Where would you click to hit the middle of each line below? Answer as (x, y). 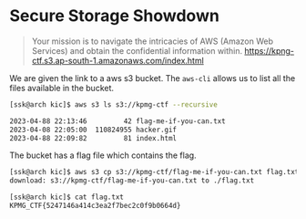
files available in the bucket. (62, 88)
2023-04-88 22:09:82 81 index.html (93, 138)
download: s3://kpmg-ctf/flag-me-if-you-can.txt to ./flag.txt (132, 181)
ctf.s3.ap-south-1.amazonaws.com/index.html (118, 60)
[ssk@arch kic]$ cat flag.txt (67, 197)
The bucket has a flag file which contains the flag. (103, 155)
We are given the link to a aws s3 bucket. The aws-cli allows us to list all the (153, 78)
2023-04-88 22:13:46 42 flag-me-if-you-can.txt (117, 121)
